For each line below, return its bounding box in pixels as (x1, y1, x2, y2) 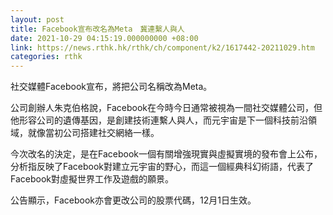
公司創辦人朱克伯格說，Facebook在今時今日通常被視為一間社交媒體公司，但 (10, 102, 323, 114)
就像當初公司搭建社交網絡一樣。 (27, 127, 160, 139)
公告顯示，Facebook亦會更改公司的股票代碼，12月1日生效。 (10, 194, 257, 206)
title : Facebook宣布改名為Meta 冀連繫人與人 (10, 24, 185, 34)
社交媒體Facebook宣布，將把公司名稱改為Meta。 (10, 81, 213, 93)
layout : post (10, 14, 65, 25)
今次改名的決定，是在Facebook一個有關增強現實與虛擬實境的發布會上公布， (10, 148, 323, 160)
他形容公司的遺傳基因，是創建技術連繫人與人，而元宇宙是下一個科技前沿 (10, 114, 308, 126)
